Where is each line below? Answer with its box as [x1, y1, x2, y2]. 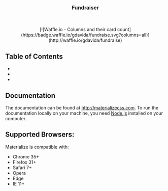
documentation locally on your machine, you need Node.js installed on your [5, 110, 163, 116]
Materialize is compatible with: [5, 144, 69, 150]
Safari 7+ [12, 165, 32, 171]
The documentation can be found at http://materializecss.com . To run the [5, 104, 159, 111]
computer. [5, 115, 27, 121]
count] [117, 26, 131, 33]
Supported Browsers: [5, 130, 75, 139]
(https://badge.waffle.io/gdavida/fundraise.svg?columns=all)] [21, 32, 150, 38]
